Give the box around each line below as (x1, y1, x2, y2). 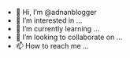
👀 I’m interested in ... (15, 16, 83, 25)
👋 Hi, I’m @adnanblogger (15, 8, 97, 16)
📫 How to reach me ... (15, 42, 89, 50)
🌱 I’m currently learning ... (15, 24, 100, 33)
